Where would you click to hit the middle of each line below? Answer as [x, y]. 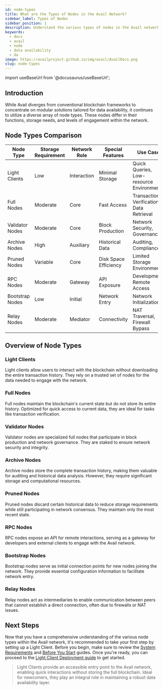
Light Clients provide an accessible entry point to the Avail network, [84, 667]
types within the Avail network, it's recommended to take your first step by [80, 642]
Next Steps [22, 625]
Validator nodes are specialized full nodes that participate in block [71, 437]
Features [113, 155]
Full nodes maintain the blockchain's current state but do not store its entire [81, 403]
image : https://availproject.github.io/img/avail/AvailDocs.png [71, 59]
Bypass [141, 328]
